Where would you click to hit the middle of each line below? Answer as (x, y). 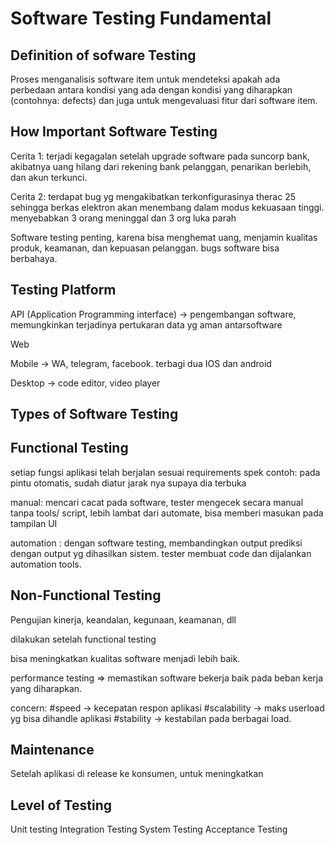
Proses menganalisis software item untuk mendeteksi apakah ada (145, 79)
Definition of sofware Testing (103, 55)
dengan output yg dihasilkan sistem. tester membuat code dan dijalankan (161, 553)
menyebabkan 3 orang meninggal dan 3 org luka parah (123, 218)
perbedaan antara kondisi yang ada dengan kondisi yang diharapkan (151, 90)
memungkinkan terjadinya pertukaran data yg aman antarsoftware (146, 324)
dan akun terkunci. (49, 177)
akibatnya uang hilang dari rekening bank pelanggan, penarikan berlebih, (161, 166)
